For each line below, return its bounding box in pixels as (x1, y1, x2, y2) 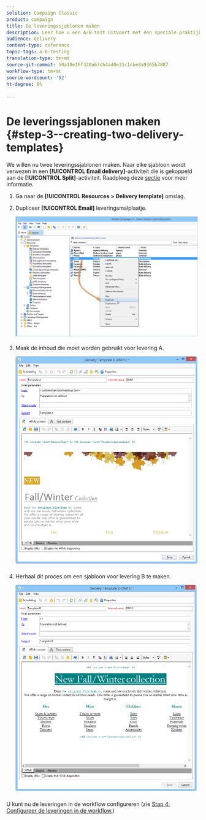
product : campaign (6, 16, 53, 23)
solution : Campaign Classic (6, 10, 78, 16)
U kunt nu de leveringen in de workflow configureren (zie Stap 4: (6, 800, 170, 808)
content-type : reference (6, 42, 70, 48)
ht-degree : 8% (6, 81, 43, 87)
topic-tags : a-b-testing (6, 49, 70, 55)
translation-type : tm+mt (6, 55, 70, 61)
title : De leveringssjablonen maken (6, 23, 100, 29)
